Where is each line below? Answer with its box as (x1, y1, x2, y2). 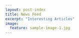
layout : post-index (5, 7, 46, 12)
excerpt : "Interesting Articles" (5, 16, 75, 21)
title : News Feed (5, 12, 41, 17)
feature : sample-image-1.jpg (9, 26, 70, 31)
